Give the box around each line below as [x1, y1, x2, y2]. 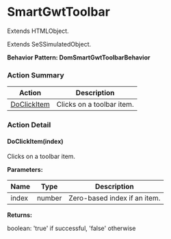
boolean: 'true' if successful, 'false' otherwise [7, 224, 136, 233]
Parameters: [7, 166, 43, 174]
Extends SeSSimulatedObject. [7, 40, 92, 48]
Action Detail [7, 121, 51, 130]
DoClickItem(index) [7, 137, 64, 145]
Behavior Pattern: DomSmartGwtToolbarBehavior [7, 53, 150, 62]
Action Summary [7, 70, 64, 79]
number [36, 193, 62, 203]
